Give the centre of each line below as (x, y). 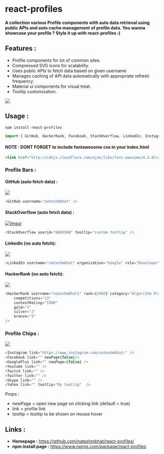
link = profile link (29, 409)
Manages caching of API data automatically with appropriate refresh (81, 76)
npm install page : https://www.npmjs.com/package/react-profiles (79, 447)
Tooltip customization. (34, 91)
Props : (12, 394)
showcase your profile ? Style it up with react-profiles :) (63, 33)
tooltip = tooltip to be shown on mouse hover (57, 414)
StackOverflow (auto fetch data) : (40, 212)
